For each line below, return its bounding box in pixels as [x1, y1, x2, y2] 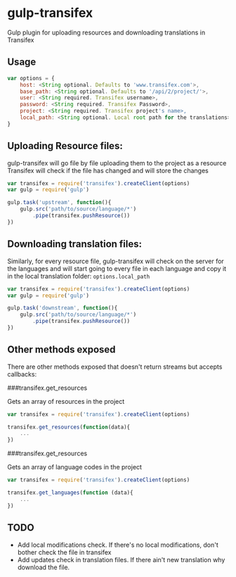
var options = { [7, 75, 55, 82]
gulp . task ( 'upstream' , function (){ [7, 199, 112, 206]
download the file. [17, 563, 70, 571]
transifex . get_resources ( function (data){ [7, 424, 131, 431]
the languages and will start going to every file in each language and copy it [7, 264, 227, 272]
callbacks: [7, 369, 37, 378]
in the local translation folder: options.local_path [7, 272, 150, 280]
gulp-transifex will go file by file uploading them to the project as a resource [7, 158, 227, 167]
